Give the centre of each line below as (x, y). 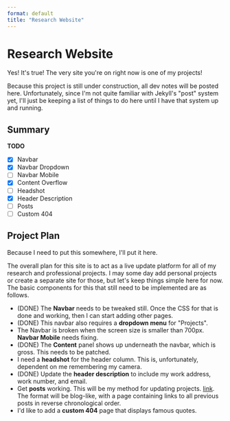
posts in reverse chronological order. (69, 403)
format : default (30, 13)
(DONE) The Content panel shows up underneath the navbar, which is (116, 345)
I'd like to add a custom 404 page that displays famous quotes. (107, 410)
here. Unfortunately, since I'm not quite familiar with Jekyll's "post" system (113, 93)
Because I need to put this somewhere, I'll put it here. (82, 252)
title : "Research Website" (46, 20)
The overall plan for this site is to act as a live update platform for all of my (112, 266)
